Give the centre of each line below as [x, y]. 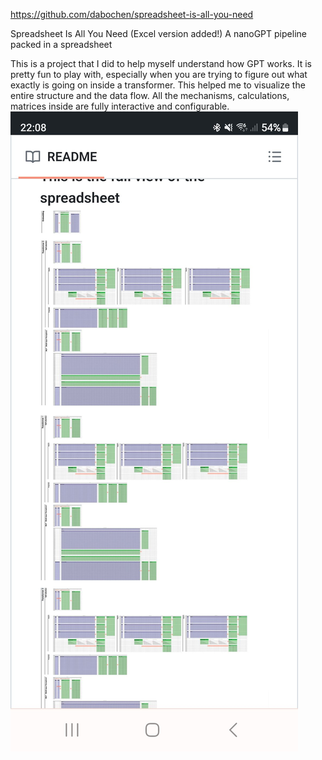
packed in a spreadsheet [61, 44]
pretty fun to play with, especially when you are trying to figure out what [159, 74]
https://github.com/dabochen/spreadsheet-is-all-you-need [132, 14]
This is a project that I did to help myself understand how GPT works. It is [161, 63]
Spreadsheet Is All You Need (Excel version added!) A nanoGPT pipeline [158, 33]
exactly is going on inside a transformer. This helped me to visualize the [158, 85]
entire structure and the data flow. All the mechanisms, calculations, [150, 95]
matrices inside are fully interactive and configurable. [120, 106]
